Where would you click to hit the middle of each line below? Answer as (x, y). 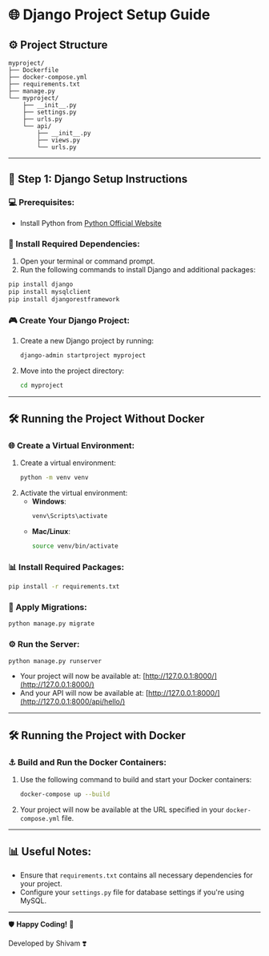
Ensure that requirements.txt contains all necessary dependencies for (137, 875)
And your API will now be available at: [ (84, 693)
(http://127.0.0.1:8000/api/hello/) (72, 701)
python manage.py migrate (51, 624)
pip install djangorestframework (64, 299)
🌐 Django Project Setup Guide (109, 15)
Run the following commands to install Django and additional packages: (138, 269)
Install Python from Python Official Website (90, 223)
